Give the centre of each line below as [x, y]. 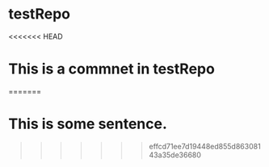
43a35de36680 [175, 155]
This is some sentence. [88, 124]
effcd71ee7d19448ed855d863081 [205, 146]
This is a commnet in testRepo [112, 69]
